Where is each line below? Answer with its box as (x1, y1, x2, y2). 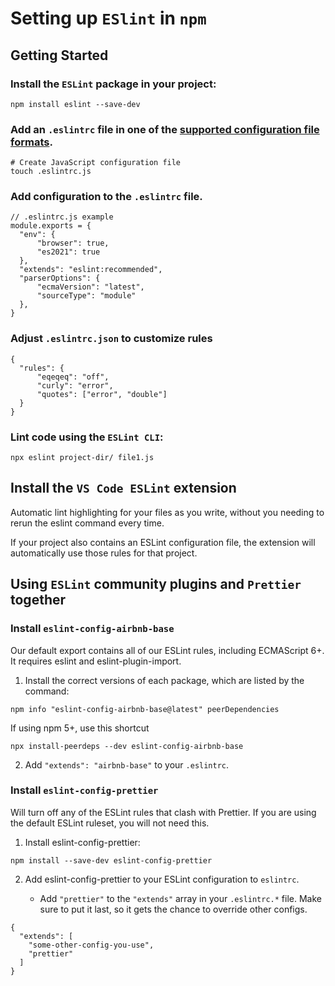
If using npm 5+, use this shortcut (10, 722, 150, 734)
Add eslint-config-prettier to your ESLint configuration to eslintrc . (24, 873, 300, 885)
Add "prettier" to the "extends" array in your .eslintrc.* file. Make (39, 892, 322, 904)
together (10, 592, 67, 609)
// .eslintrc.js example (10, 212, 114, 222)
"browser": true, (36, 238, 110, 249)
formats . (10, 135, 53, 149)
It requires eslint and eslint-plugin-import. (10, 655, 182, 667)
